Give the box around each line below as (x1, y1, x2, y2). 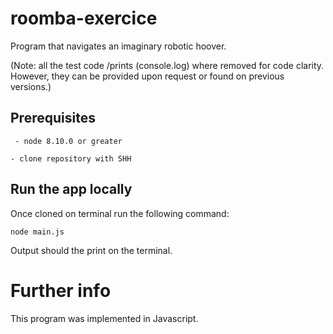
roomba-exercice (10, 7, 158, 30)
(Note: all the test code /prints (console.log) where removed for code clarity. (10, 59, 325, 71)
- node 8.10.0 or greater (14, 136, 123, 146)
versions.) (10, 80, 52, 92)
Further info (10, 279, 112, 302)
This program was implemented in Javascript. (10, 312, 199, 324)
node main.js (10, 227, 65, 237)
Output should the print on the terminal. (10, 244, 173, 256)
